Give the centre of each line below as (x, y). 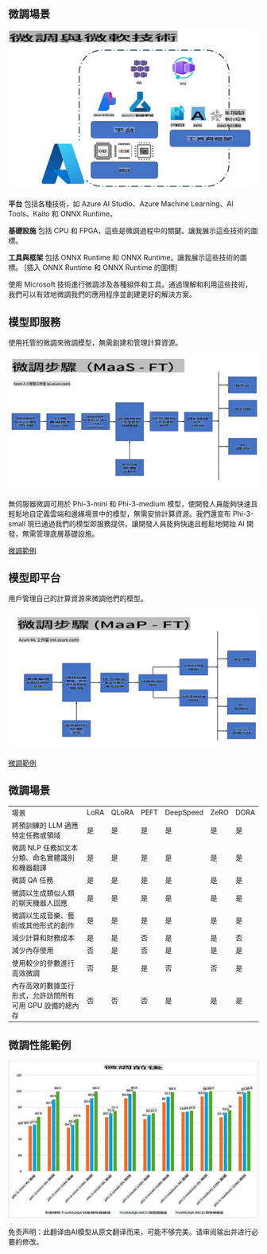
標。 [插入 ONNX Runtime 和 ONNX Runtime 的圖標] (93, 268)
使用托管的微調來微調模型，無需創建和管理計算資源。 (95, 342)
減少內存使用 (33, 951)
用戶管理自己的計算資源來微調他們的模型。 (78, 599)
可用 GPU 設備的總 (42, 1005)
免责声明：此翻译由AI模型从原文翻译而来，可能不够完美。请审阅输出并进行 (130, 1232)
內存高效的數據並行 (43, 985)
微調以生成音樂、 (39, 915)
